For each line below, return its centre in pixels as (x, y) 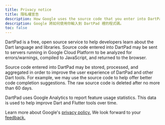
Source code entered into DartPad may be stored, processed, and (72, 67)
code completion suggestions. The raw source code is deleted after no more (82, 83)
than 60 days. (19, 88)
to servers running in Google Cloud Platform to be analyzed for (69, 53)
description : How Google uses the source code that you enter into (76, 19)
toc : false (16, 28)
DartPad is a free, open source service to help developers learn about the (79, 42)
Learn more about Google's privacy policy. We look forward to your (73, 112)
